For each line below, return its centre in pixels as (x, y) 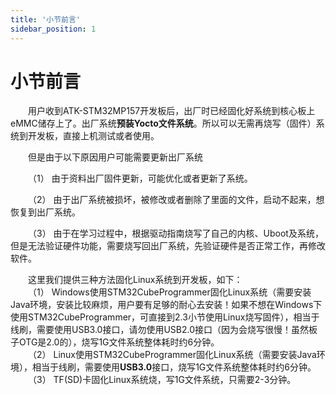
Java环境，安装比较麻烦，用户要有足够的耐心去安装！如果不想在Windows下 (166, 305)
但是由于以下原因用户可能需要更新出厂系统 (115, 157)
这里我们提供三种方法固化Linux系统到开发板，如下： (135, 280)
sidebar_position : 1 (53, 29)
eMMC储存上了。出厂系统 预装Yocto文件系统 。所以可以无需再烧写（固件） (163, 123)
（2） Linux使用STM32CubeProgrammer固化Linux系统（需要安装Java (172, 355)
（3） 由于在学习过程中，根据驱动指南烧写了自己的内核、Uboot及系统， (176, 233)
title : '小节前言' (46, 19)
